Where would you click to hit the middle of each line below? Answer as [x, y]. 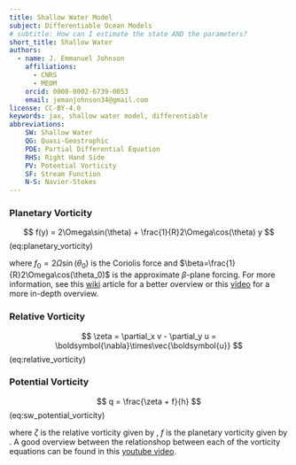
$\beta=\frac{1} [208, 263]
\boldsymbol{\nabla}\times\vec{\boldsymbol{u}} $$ [149, 345]
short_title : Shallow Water [61, 42]
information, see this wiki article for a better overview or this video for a [140, 284]
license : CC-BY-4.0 [45, 108]
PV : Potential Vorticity [71, 166]
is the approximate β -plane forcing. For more [194, 275]
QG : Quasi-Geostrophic [67, 141]
